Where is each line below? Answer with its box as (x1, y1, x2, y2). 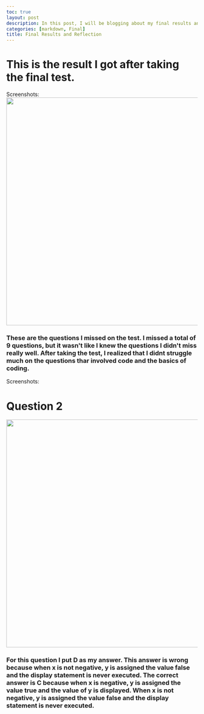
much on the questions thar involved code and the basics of (6, 356, 187, 365)
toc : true (6, 9, 32, 15)
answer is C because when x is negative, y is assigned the (6, 679, 181, 687)
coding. (6, 364, 30, 372)
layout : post (6, 15, 39, 21)
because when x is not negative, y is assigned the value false (6, 664, 190, 672)
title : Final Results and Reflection (6, 32, 102, 38)
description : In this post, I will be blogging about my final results (6, 20, 191, 26)
